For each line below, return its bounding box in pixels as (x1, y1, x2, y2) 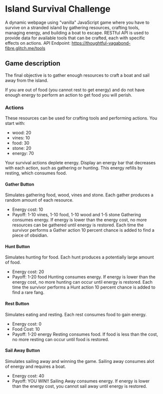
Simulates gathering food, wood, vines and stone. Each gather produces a (5, 192, 154, 198)
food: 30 (12, 140, 30, 146)
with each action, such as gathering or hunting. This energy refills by (5, 165, 143, 171)
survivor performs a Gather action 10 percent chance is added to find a (12, 227, 155, 233)
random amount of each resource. (5, 197, 74, 203)
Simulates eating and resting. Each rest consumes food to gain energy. (5, 311, 147, 317)
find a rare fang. (12, 290, 45, 295)
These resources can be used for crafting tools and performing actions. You (5, 115, 157, 121)
